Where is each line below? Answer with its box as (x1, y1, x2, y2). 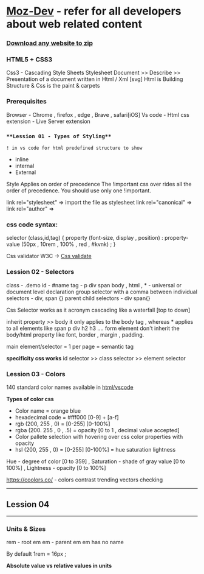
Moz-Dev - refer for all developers (6, 4, 182, 18)
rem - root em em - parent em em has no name (6, 539, 124, 545)
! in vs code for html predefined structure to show (6, 145, 143, 151)
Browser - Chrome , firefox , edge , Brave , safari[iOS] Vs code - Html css (6, 111, 189, 118)
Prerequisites (6, 97, 47, 106)
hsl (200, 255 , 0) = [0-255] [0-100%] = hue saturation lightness (15, 446, 176, 453)
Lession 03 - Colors (6, 369, 66, 378)
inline (15, 156, 29, 163)
